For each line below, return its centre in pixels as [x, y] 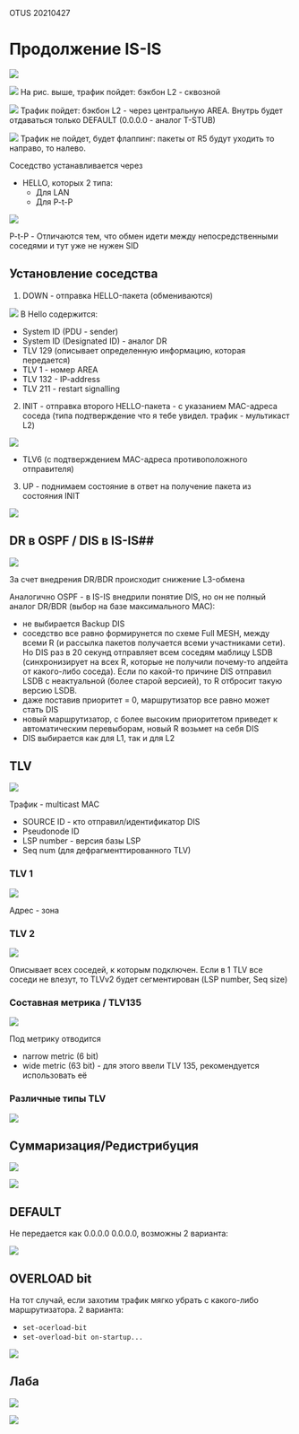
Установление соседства [84, 274]
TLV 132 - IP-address [61, 379]
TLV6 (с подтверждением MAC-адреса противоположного [135, 459]
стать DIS [40, 709]
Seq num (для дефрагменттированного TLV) [107, 851]
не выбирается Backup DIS [73, 624]
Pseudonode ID [51, 831]
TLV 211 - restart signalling [71, 389]
